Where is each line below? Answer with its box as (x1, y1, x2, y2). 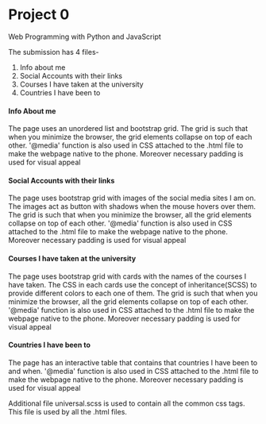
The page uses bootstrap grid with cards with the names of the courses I (8, 272, 247, 281)
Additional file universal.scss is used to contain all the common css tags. (8, 399, 245, 408)
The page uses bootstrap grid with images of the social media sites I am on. (8, 193, 256, 203)
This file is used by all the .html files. (8, 407, 127, 416)
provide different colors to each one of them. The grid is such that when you (8, 288, 258, 298)
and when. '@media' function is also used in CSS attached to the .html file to (8, 366, 259, 376)
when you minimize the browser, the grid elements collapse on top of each (8, 133, 253, 142)
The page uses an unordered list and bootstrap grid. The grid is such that (8, 124, 249, 133)
